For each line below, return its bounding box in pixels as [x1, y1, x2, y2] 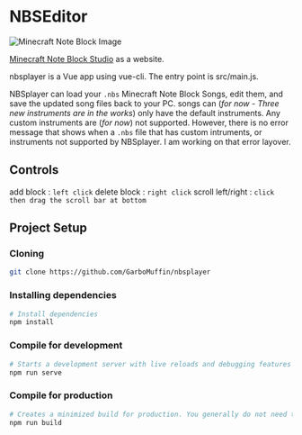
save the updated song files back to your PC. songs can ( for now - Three [9, 97, 280, 109]
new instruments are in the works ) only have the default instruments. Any [9, 107, 281, 118]
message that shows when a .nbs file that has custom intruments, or [9, 126, 262, 137]
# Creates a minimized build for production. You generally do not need [9, 410, 288, 419]
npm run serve [9, 367, 63, 377]
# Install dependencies [9, 309, 99, 319]
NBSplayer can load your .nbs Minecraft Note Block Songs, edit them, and [9, 88, 283, 99]
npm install [9, 318, 54, 327]
